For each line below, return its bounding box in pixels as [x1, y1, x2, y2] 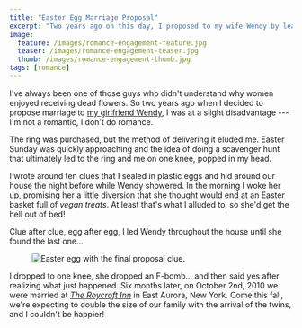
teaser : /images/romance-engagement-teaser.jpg [17, 47, 200, 56]
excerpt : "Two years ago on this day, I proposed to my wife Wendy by [9, 22, 280, 31]
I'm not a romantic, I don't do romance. [9, 116, 154, 127]
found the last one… [9, 235, 84, 246]
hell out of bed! [9, 208, 66, 219]
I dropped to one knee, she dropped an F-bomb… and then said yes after [9, 270, 280, 281]
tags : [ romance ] [9, 64, 70, 73]
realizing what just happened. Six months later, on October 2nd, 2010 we [9, 279, 279, 290]
